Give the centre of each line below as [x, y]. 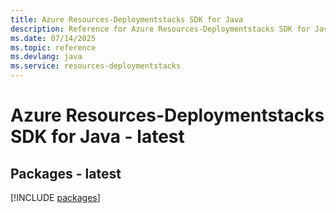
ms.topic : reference [53, 47]
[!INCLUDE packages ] [55, 197]
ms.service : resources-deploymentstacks [96, 66]
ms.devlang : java [46, 57]
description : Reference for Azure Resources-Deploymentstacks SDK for [160, 29]
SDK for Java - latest [97, 137]
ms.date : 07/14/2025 [53, 38]
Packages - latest [66, 173]
